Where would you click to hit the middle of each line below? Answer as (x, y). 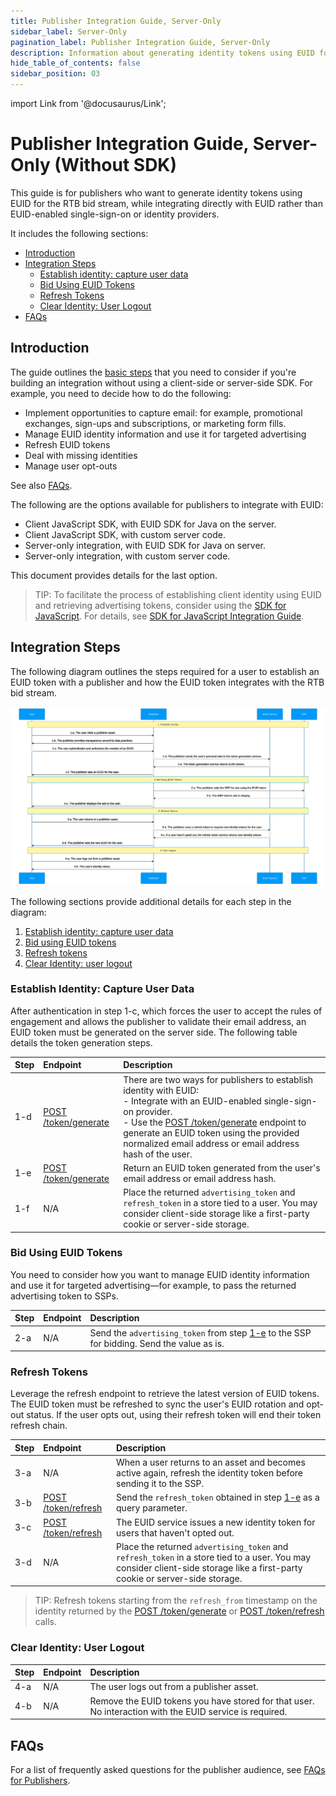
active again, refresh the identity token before (210, 1473)
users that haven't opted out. (175, 1532)
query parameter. (152, 1508)
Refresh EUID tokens (67, 444)
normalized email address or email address (211, 1143)
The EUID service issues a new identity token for (216, 1522)
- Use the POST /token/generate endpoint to (215, 1122)
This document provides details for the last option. (114, 575)
